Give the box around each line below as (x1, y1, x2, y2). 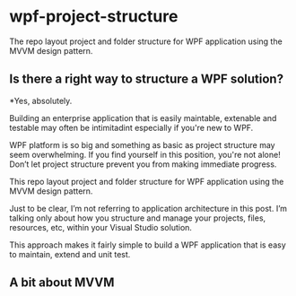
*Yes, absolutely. (9, 95, 73, 106)
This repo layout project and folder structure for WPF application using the (9, 176, 284, 187)
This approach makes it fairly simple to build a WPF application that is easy (9, 239, 287, 250)
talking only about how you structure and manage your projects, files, (9, 213, 266, 223)
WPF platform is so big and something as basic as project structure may (9, 139, 275, 150)
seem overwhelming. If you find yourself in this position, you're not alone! (9, 149, 281, 160)
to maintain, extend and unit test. (9, 248, 131, 259)
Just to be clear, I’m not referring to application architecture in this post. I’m (9, 203, 288, 213)
